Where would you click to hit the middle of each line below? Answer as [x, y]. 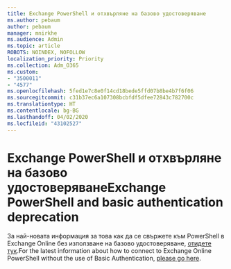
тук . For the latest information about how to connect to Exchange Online [109, 251]
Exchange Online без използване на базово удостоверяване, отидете [109, 243]
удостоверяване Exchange [87, 187]
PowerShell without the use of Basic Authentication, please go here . [104, 259]
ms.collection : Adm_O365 [43, 65]
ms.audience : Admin [35, 40]
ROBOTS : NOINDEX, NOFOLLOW [46, 53]
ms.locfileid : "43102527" [44, 123]
